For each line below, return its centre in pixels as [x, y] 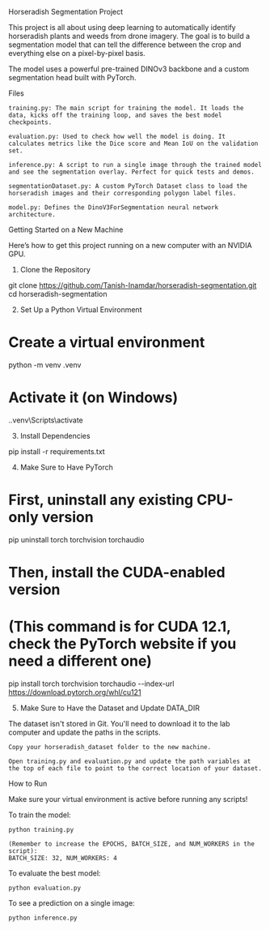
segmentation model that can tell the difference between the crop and [125, 45]
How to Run [28, 783]
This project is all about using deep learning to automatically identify [122, 27]
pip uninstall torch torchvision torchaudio [76, 539]
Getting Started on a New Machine [66, 229]
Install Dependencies [55, 435]
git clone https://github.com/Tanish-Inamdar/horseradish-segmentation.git [133, 285]
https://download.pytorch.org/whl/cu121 [75, 692]
